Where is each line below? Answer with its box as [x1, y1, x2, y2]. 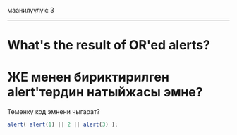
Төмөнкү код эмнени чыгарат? [7, 108, 100, 116]
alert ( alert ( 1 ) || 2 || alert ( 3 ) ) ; [7, 121, 119, 129]
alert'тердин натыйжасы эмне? [7, 84, 203, 101]
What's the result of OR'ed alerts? [7, 37, 210, 53]
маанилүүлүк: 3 [7, 6, 54, 14]
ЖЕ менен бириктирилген [7, 70, 169, 85]
